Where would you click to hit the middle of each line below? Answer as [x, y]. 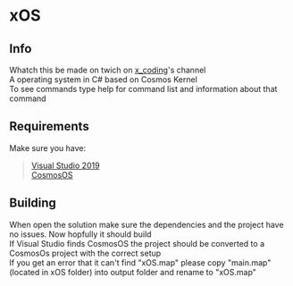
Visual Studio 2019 [65, 165]
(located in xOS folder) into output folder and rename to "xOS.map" [133, 272]
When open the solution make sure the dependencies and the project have [146, 224]
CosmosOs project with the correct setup [85, 253]
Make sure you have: [48, 147]
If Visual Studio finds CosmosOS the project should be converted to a [137, 243]
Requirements [49, 126]
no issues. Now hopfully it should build [80, 234]
